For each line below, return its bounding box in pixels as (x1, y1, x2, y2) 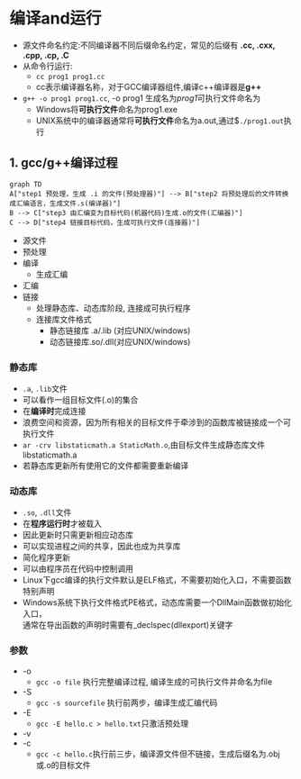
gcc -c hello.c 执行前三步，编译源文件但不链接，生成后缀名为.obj (35, 748, 281, 759)
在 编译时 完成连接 (22, 406, 87, 417)
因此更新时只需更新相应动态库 (22, 530, 133, 540)
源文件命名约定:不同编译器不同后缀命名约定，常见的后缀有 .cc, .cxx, (22, 40, 276, 50)
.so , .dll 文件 (22, 507, 72, 518)
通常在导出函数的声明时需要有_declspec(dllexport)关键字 (22, 620, 233, 630)
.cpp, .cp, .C (22, 50, 69, 60)
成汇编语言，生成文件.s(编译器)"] (9, 199, 122, 208)
